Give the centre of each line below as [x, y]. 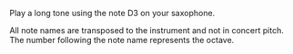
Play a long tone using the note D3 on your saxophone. [112, 13]
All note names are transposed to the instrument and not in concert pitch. [146, 30]
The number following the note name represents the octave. [122, 40]
